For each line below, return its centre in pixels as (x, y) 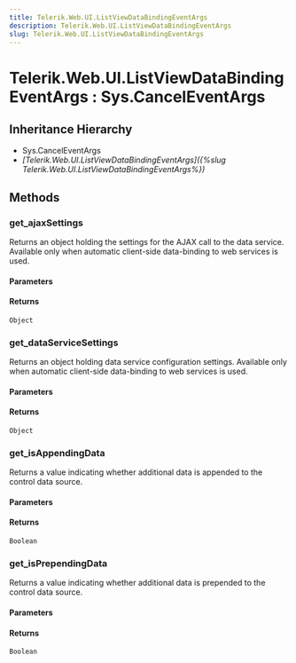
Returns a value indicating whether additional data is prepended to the (137, 583)
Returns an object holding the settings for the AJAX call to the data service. (147, 242)
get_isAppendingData (57, 453)
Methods (35, 197)
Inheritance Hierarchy (71, 129)
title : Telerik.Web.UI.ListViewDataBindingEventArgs (109, 17)
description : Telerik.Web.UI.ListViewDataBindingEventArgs (121, 26)
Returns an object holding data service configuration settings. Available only (148, 362)
